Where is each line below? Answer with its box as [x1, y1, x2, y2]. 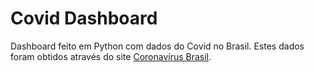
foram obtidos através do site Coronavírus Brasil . [10, 50, 212, 62]
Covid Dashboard [10, 7, 158, 30]
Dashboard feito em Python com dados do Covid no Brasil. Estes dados [10, 40, 305, 52]
